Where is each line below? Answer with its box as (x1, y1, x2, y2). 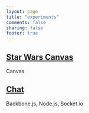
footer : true (6, 30, 38, 36)
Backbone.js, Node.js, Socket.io (6, 100, 84, 107)
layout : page (6, 8, 38, 15)
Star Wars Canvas (6, 52, 74, 62)
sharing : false (6, 25, 44, 31)
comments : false (6, 19, 46, 25)
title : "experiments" (6, 14, 60, 20)
